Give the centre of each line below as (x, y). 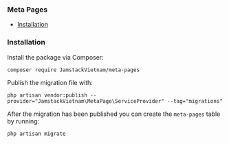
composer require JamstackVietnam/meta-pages (73, 70)
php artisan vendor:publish (47, 95)
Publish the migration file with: (50, 82)
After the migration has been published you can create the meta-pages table (114, 114)
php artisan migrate (37, 134)
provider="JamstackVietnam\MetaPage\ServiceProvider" (86, 101)
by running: (23, 121)
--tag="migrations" (195, 101)
